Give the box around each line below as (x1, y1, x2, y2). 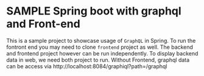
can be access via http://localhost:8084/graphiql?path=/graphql (6, 62, 167, 70)
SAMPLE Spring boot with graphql (6, 4, 181, 18)
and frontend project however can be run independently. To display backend (6, 49, 199, 57)
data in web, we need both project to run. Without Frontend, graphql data (6, 56, 190, 63)
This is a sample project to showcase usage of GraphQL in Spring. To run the (6, 37, 196, 44)
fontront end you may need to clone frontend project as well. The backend (6, 43, 194, 51)
